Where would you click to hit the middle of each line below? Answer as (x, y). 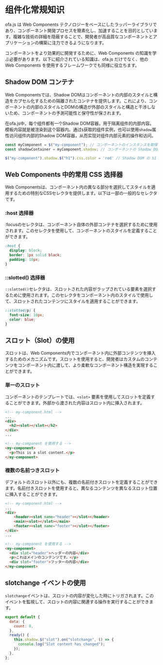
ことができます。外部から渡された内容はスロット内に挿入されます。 (77, 403)
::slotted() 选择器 (25, 277)
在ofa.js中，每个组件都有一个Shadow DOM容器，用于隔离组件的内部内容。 (80, 123)
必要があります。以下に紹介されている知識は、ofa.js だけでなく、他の (79, 59)
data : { (17, 622)
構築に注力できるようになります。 (73, 42)
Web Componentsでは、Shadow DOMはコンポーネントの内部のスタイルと (79, 95)
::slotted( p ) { (20, 311)
